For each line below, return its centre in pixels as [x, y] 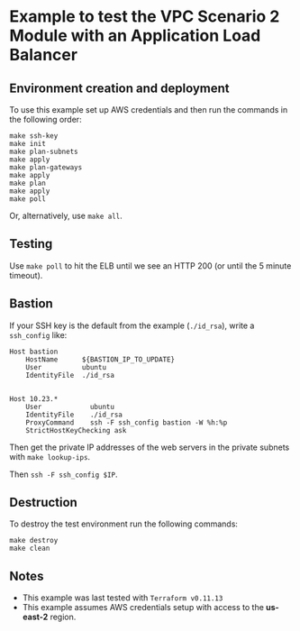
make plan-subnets [44, 151]
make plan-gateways [46, 168]
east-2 [35, 617]
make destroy [34, 541]
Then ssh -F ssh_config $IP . [64, 474]
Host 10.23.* [34, 398]
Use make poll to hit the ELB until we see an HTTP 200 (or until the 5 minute [150, 265]
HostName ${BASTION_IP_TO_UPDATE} [100, 359]
